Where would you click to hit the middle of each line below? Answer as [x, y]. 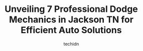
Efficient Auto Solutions [71, 30]
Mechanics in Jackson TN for [71, 20]
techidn [71, 44]
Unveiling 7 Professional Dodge [71, 9]
